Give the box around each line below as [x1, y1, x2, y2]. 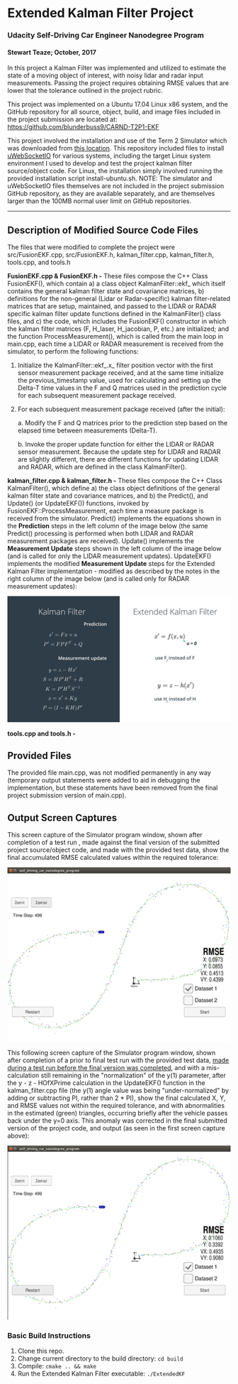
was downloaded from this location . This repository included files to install [7, 144, 225, 153]
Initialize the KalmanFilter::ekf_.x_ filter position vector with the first [17, 361, 214, 370]
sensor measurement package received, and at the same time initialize [17, 369, 225, 377]
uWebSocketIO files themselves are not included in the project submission [7, 182, 225, 190]
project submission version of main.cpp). [7, 791, 127, 800]
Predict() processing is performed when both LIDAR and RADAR [7, 529, 193, 538]
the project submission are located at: [7, 115, 118, 124]
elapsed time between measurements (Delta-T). [17, 426, 158, 435]
